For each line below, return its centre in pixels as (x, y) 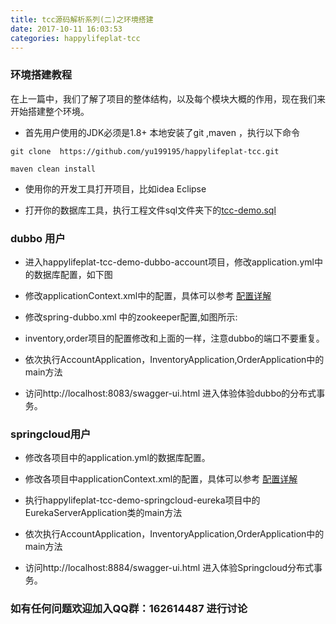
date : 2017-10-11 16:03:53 (66, 29)
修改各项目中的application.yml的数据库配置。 (117, 458)
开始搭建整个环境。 (50, 111)
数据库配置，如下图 (73, 274)
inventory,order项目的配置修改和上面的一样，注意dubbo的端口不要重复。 (174, 338)
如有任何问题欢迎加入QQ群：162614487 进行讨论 (129, 609)
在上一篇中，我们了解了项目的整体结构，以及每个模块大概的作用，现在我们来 (168, 98)
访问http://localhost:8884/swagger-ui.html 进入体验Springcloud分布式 (169, 568)
